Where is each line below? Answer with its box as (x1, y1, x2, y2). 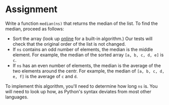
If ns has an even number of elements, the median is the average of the (12, 62, 161, 68)
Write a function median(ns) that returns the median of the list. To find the (5, 20, 158, 26)
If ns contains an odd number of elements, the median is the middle (12, 46, 153, 52)
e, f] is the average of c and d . (12, 73, 78, 79)
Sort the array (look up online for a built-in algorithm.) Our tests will (12, 36, 153, 42)
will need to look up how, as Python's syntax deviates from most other (5, 88, 152, 94)
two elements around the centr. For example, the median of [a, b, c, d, (12, 67, 164, 74)
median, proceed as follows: (5, 25, 64, 31)
